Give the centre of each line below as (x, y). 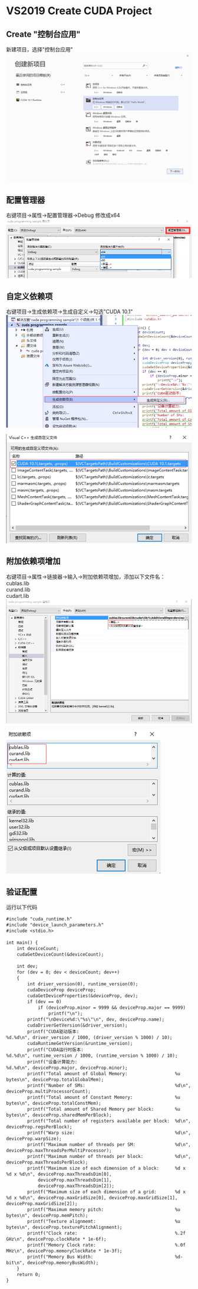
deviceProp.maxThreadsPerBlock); (47, 1163)
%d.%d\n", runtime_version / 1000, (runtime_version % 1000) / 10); (92, 1056)
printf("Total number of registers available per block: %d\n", (109, 1121)
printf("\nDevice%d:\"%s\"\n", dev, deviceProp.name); (96, 1020)
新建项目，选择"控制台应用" (40, 49)
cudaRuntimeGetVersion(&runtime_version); (80, 1044)
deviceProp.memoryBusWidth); (63, 1263)
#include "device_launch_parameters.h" (55, 925)
